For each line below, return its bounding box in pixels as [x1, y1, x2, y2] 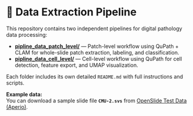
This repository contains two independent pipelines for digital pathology [6, 25, 182, 32]
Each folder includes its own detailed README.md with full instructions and [6, 73, 183, 80]
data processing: [6, 31, 48, 38]
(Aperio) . [6, 103, 28, 110]
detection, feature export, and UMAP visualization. [14, 62, 138, 69]
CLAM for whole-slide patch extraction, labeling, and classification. [14, 49, 179, 56]
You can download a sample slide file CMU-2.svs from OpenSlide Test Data [6, 97, 187, 104]
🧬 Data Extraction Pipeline [6, 5, 137, 19]
